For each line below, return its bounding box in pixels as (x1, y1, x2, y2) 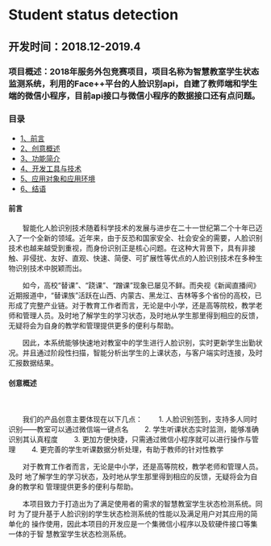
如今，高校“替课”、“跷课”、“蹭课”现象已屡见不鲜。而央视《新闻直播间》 (22, 280, 261, 290)
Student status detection (8, 6, 179, 24)
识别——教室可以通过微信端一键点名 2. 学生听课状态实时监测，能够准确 (8, 424, 260, 434)
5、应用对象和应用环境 (19, 173, 96, 183)
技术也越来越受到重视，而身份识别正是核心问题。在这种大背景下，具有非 (8, 243, 248, 253)
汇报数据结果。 (8, 358, 58, 367)
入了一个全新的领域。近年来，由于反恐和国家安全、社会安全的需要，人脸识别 (8, 234, 263, 242)
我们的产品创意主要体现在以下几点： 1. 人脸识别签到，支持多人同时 (22, 415, 258, 424)
